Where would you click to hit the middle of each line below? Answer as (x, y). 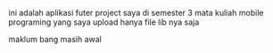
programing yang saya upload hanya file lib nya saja (104, 22)
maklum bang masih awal (55, 39)
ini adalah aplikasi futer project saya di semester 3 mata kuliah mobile (136, 13)
